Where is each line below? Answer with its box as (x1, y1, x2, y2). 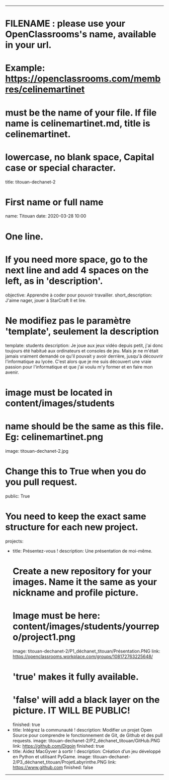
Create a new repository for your (12, 565, 152, 577)
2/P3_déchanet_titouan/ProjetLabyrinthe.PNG (12, 759, 107, 765)
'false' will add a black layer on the (12, 694, 160, 705)
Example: (5, 63, 45, 74)
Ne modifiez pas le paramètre (5, 315, 131, 326)
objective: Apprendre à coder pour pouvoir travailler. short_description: (5, 292, 152, 298)
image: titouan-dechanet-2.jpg (5, 448, 69, 454)
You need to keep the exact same (5, 510, 146, 522)
